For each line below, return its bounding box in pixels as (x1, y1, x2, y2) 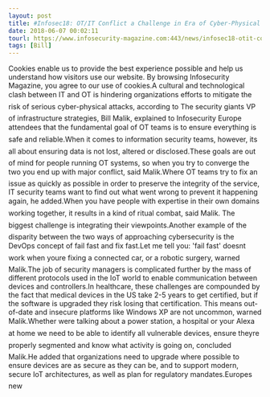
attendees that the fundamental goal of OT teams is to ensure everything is (8, 122, 257, 133)
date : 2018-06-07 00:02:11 (8, 27, 99, 35)
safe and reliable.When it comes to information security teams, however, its (8, 134, 258, 145)
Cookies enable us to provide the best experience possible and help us (8, 63, 243, 73)
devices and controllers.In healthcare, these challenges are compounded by (8, 282, 260, 292)
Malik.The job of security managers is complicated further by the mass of (8, 264, 252, 274)
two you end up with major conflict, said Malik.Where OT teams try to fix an (8, 167, 259, 177)
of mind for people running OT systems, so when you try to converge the (8, 158, 250, 168)
